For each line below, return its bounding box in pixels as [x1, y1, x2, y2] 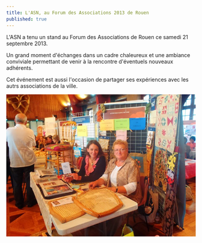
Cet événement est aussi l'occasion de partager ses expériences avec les [6, 76, 189, 83]
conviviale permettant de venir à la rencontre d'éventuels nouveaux [6, 58, 173, 65]
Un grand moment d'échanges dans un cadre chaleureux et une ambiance [6, 51, 191, 58]
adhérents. [6, 64, 33, 72]
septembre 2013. [6, 40, 48, 47]
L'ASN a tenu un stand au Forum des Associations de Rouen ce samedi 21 [6, 33, 188, 40]
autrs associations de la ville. [6, 82, 78, 90]
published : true [6, 16, 47, 22]
